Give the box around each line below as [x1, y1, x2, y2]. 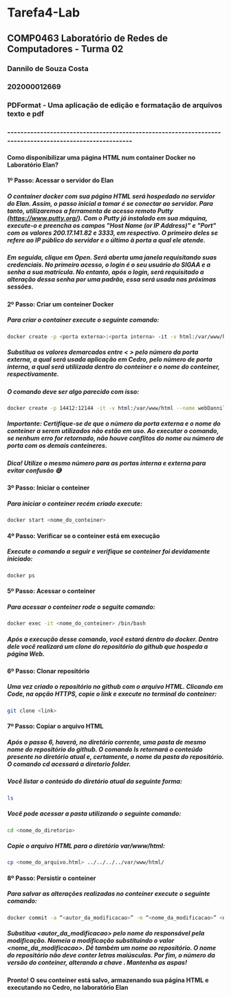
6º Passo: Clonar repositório [7, 667, 90, 675]
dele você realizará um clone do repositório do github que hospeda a [7, 642, 208, 650]
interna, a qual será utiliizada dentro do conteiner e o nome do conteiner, [7, 363, 220, 371]
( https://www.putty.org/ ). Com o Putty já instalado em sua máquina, [7, 214, 208, 222]
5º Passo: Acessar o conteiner [7, 587, 96, 595]
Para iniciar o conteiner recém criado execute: [7, 499, 143, 508]
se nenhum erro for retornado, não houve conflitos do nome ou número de [7, 434, 224, 442]
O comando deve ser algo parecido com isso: [7, 387, 140, 395]
